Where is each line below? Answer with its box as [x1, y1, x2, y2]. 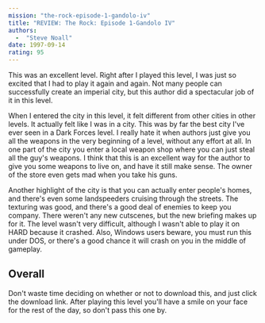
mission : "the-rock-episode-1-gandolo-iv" [8, 11, 151, 20]
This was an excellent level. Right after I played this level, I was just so [8, 71, 236, 79]
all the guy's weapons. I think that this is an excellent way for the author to [8, 153, 251, 163]
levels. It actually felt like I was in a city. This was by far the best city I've [8, 120, 245, 129]
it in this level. [8, 96, 53, 105]
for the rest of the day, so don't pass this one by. [8, 305, 167, 314]
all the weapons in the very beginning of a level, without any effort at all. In [8, 137, 252, 145]
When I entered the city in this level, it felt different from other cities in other [8, 111, 256, 120]
